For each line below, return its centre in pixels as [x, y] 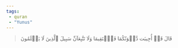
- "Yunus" [20, 22]
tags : [13, 11]
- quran [18, 17]
